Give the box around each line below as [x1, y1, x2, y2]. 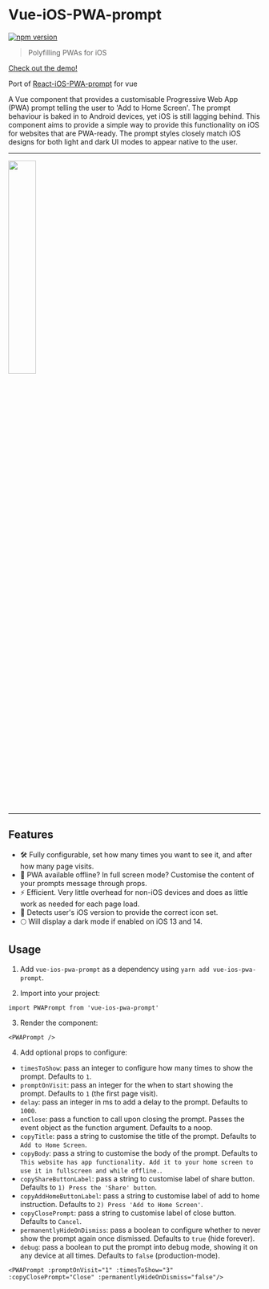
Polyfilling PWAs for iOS [27, 47, 107, 57]
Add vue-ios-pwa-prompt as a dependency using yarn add [19, 964, 210, 974]
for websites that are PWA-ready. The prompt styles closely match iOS [8, 128, 242, 138]
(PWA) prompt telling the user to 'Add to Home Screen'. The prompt [8, 103, 231, 112]
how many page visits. [19, 861, 94, 871]
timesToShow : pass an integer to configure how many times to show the [19, 1063, 254, 1072]
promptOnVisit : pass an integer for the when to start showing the [19, 1080, 234, 1089]
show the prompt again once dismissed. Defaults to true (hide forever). [19, 1234, 255, 1243]
